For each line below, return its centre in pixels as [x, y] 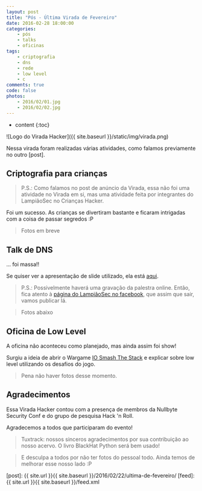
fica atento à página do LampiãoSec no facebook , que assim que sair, [108, 294]
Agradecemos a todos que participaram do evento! [70, 428]
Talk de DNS [30, 249]
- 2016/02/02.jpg [39, 107]
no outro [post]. [26, 154]
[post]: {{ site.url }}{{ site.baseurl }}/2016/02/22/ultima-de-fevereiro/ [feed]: [100, 475]
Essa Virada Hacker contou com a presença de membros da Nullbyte [92, 409]
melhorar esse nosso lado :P [56, 464]
